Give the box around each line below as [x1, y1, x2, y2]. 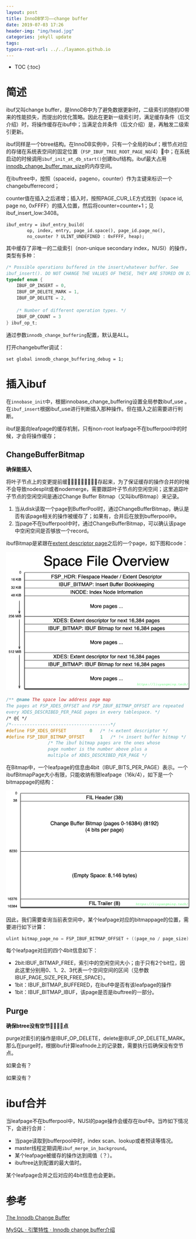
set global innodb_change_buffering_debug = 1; [6, 356, 124, 362]
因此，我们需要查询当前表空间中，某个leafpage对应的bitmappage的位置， [6, 916, 184, 923]
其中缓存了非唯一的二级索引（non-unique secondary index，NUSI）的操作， [6, 244, 190, 251]
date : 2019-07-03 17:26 [6, 22, 64, 28]
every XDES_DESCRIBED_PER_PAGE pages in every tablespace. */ [6, 709, 160, 715]
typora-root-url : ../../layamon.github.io [6, 47, 111, 53]
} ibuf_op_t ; [6, 320, 38, 326]
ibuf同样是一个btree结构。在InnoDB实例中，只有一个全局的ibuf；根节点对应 [6, 141, 188, 148]
